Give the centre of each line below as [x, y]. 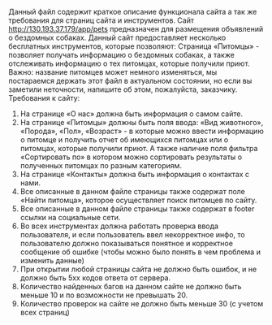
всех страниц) [45, 312]
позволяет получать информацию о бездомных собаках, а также [122, 55]
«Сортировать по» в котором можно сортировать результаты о [131, 157]
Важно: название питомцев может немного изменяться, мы [113, 72]
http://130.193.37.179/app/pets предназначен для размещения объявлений [136, 29]
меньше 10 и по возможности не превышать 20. [104, 295]
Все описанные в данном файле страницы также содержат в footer [137, 209]
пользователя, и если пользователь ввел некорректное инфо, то [132, 234]
